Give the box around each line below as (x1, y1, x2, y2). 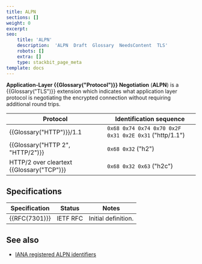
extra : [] (17, 54, 42, 60)
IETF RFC (57, 215, 83, 223)
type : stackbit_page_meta (17, 59, 82, 65)
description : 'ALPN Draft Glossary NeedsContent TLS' (17, 43, 168, 49)
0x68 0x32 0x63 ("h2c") (107, 162, 173, 171)
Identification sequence (115, 115, 185, 124)
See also (6, 234, 39, 245)
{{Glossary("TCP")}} (9, 166, 66, 174)
